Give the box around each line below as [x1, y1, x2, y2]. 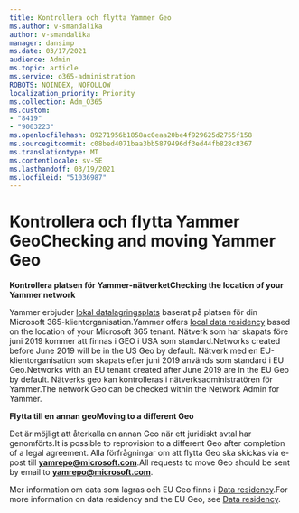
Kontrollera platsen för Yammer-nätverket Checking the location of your [9, 280, 285, 291]
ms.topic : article [9, 64, 79, 73]
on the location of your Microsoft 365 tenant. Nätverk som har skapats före [9, 326, 289, 337]
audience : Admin [9, 55, 70, 64]
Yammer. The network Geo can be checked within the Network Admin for [9, 384, 280, 395]
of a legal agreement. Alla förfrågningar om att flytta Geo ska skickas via [9, 448, 279, 459]
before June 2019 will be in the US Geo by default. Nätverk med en [9, 345, 259, 357]
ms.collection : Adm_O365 [9, 97, 103, 107]
